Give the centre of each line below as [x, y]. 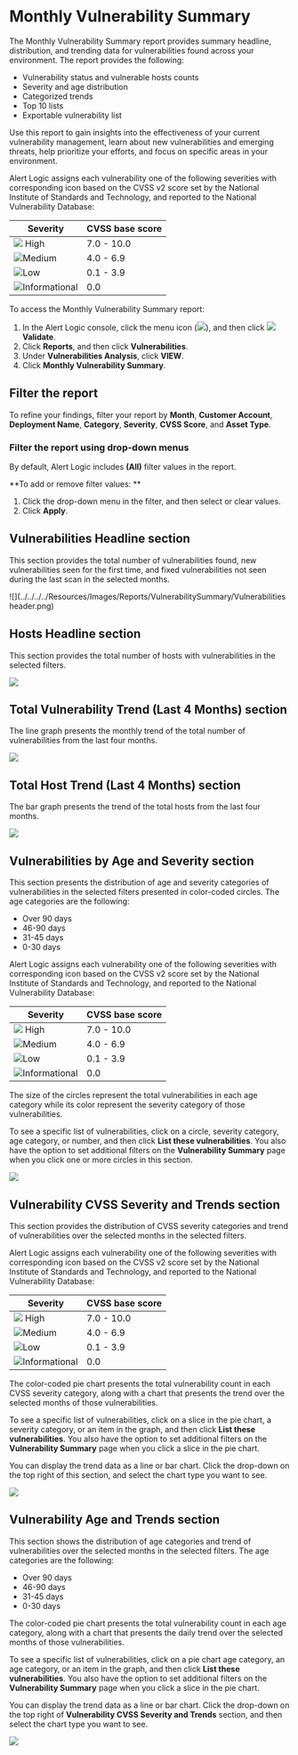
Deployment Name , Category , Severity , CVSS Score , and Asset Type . [140, 424]
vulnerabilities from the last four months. [84, 741]
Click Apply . [45, 511]
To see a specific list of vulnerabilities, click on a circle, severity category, [144, 1132]
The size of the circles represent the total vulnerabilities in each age [133, 1095]
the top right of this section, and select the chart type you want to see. [138, 1475]
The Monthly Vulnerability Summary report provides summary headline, [140, 41]
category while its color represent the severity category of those [127, 1105]
